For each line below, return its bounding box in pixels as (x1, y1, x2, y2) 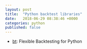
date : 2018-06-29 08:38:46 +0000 (5, 16, 78, 21)
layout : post (5, 7, 32, 12)
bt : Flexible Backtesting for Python (12, 38, 82, 44)
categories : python (5, 20, 45, 26)
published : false (5, 25, 41, 30)
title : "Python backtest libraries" (5, 12, 83, 16)
